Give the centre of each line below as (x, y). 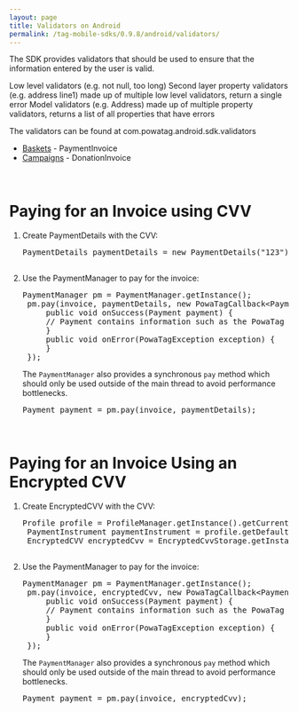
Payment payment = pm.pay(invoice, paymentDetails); (139, 410)
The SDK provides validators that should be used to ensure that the (132, 59)
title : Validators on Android (65, 26)
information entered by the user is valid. (82, 68)
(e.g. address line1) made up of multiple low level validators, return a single (145, 95)
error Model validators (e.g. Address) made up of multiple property (131, 105)
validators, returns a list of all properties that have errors (112, 114)
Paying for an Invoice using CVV (130, 211)
